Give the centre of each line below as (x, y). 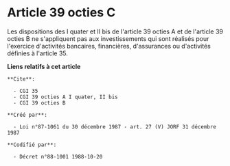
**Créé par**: (27, 115)
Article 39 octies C (61, 13)
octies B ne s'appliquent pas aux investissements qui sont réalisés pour (108, 38)
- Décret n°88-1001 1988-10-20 (58, 156)
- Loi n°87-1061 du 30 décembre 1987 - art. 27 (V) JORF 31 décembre (115, 127)
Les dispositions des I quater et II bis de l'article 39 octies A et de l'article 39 (115, 31)
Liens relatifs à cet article (44, 66)
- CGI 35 (26, 91)
